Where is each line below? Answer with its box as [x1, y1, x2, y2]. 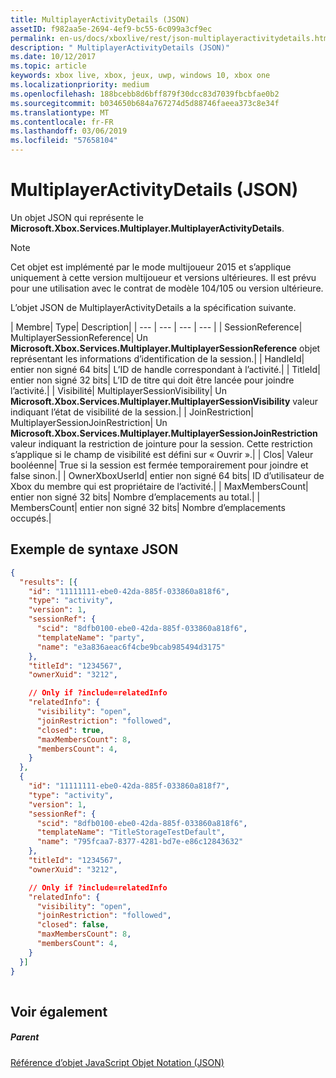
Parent [10, 1031, 40, 1043]
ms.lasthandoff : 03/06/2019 [10, 126, 128, 136]
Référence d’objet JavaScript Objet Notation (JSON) [10, 1056, 225, 1068]
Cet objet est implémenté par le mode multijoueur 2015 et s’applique [10, 261, 292, 273]
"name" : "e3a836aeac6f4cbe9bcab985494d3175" [36, 642, 226, 652]
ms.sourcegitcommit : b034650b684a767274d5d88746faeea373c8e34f [10, 98, 280, 108]
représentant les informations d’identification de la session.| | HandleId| [10, 352, 305, 365]
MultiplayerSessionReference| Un [10, 331, 148, 343]
